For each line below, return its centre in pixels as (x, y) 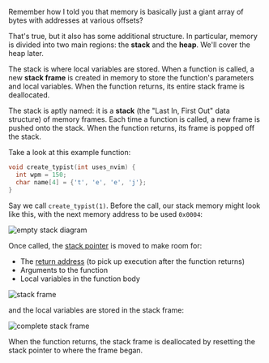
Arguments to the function (64, 270)
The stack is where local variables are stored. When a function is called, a (132, 69)
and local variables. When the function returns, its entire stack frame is (127, 86)
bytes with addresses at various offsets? (76, 20)
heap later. (26, 53)
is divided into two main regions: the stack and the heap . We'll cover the (130, 45)
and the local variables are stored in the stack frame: (96, 310)
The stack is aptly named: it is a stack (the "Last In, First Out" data (120, 110)
